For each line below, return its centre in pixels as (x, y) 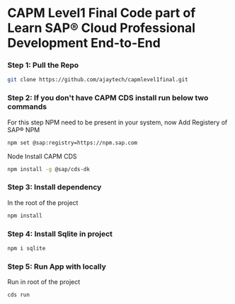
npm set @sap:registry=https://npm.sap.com (73, 143)
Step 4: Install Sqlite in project (60, 233)
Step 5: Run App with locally (57, 267)
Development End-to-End (84, 43)
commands (27, 107)
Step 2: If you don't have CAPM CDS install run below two (108, 98)
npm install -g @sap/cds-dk (49, 169)
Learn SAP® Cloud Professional (102, 28)
